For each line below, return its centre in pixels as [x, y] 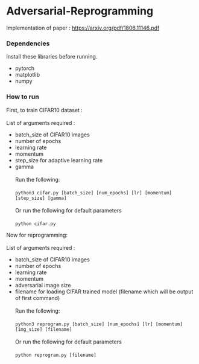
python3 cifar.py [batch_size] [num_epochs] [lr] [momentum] [93, 193]
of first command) [37, 298]
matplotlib [27, 75]
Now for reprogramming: [37, 235]
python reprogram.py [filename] [55, 355]
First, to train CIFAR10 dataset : [45, 110]
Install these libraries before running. [52, 57]
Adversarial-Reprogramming [80, 11]
